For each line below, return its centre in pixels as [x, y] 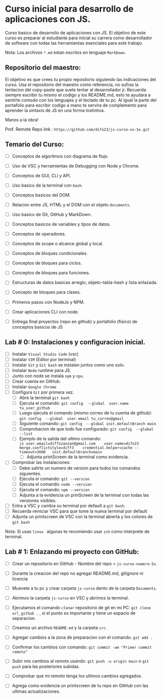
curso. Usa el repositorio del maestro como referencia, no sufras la [72, 84]
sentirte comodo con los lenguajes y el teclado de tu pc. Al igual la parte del [81, 100]
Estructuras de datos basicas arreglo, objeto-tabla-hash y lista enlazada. [85, 283]
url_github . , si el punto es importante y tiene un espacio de [74, 613]
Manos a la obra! [22, 119]
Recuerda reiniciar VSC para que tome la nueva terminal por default [80, 511]
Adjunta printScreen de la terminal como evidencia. [78, 457]
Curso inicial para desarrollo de [69, 9]
